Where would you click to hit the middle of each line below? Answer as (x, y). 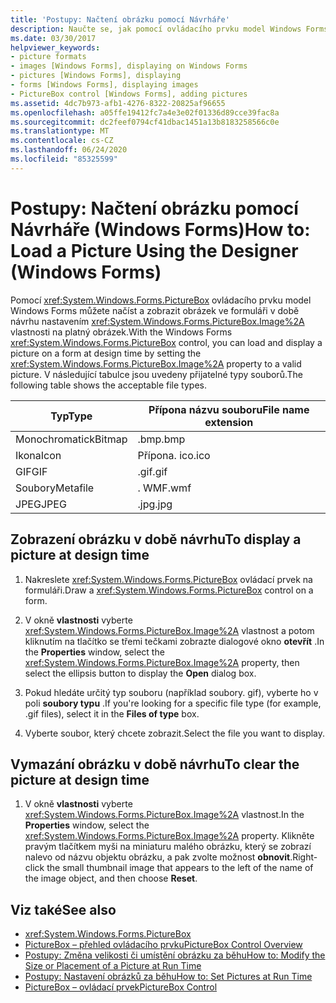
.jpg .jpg (155, 504)
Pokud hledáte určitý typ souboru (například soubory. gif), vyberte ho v (171, 692)
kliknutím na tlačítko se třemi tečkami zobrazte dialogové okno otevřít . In (174, 641)
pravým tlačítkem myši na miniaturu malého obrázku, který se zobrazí (168, 847)
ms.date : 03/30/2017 (53, 38)
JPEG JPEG (41, 504)
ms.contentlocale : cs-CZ (62, 141)
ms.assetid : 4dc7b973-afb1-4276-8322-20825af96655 (118, 103)
